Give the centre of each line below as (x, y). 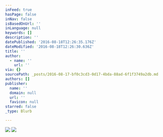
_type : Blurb (19, 111)
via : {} (13, 70)
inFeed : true (19, 10)
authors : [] (17, 79)
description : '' (22, 38)
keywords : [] (19, 33)
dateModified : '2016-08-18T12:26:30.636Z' (50, 47)
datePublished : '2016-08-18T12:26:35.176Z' (51, 42)
